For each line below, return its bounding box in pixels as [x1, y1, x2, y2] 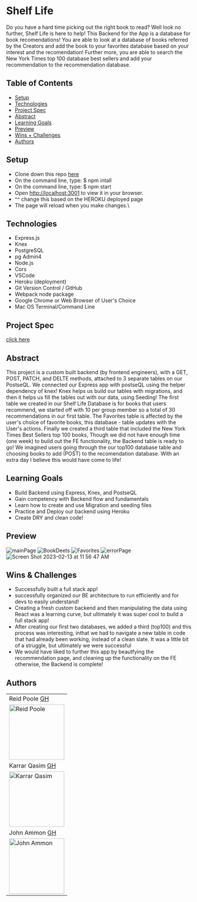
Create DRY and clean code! [14, 514, 84, 521]
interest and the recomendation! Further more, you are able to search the [6, 48, 183, 55]
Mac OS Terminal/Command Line [14, 303, 95, 310]
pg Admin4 [14, 253, 42, 260]
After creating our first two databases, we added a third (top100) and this [14, 623, 192, 630]
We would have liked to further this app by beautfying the [14, 648, 154, 655]
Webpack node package [14, 290, 75, 298]
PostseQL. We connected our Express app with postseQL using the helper [6, 381, 186, 388]
